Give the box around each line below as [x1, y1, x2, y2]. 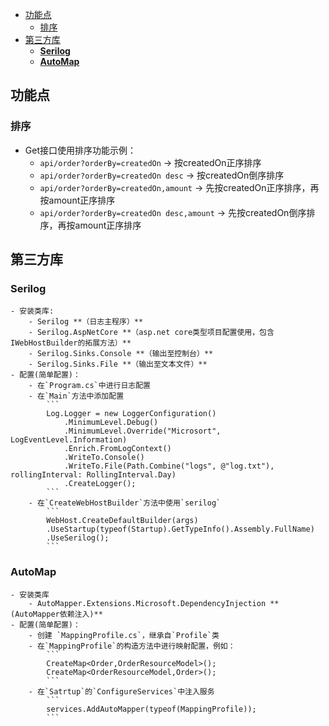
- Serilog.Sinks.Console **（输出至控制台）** [28, 349, 214, 359]
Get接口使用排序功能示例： [24, 144, 137, 156]
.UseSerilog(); [46, 533, 110, 543]
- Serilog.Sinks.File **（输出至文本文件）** [28, 359, 208, 370]
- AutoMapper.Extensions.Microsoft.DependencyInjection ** [28, 598, 280, 608]
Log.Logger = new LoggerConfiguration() [46, 409, 217, 419]
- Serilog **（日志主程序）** [28, 317, 144, 327]
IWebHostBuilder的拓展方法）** [10, 338, 132, 348]
